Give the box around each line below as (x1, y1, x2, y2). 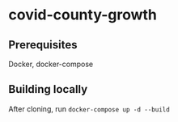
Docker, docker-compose (8, 59, 94, 69)
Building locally (8, 82, 88, 96)
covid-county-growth (8, 6, 158, 24)
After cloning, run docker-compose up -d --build (8, 103, 170, 114)
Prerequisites (8, 38, 78, 52)
